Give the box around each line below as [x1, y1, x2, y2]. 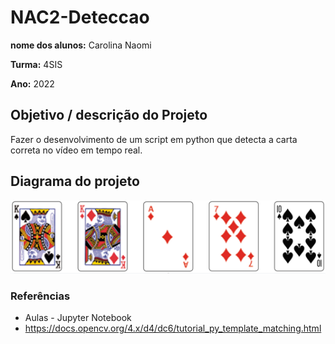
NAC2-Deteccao [10, 6, 150, 29]
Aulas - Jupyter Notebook [24, 312, 132, 324]
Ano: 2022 [10, 77, 55, 90]
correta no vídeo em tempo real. [10, 144, 143, 156]
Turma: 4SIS [10, 58, 63, 70]
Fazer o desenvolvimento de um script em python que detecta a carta [10, 133, 298, 145]
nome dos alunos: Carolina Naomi [10, 39, 152, 51]
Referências [10, 289, 71, 303]
